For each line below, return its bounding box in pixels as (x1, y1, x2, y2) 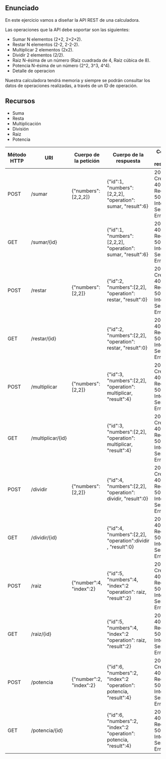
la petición (74, 157, 100, 164)
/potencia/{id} (31, 727, 63, 734)
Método (7, 151, 26, 158)
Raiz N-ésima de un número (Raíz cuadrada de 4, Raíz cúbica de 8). (12, 57, 151, 63)
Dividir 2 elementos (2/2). (12, 52, 65, 58)
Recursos (5, 97, 36, 105)
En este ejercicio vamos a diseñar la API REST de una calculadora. (5, 17, 140, 23)
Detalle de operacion (12, 68, 55, 74)
